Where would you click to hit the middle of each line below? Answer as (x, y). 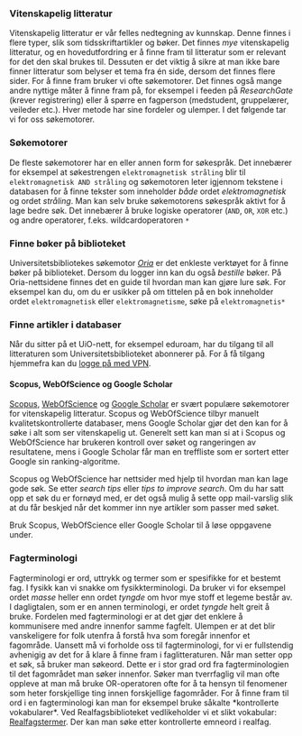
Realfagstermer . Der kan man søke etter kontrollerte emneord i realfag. (141, 722)
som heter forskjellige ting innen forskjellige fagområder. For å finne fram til (149, 693)
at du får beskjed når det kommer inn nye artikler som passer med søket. (144, 508)
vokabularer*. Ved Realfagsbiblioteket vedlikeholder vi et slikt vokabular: (143, 712)
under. (21, 535)
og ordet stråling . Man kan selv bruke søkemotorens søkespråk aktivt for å (147, 200)
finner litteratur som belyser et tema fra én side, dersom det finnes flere (142, 71)
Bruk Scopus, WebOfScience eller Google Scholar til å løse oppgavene (141, 525)
